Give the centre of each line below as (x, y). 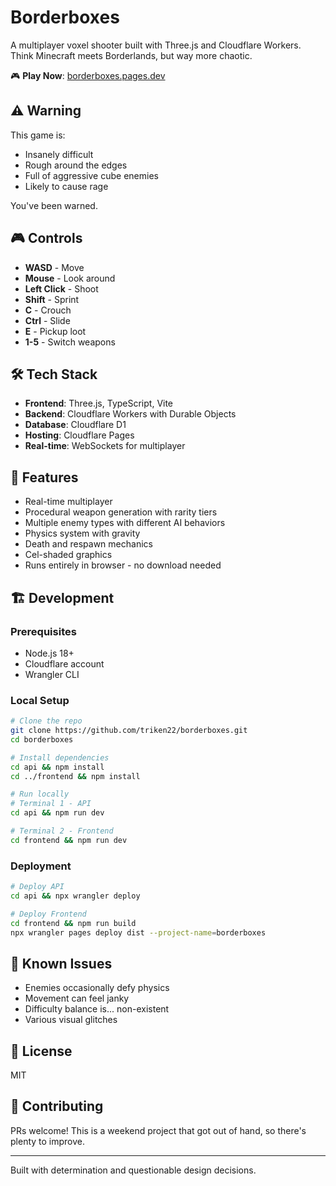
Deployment (41, 866)
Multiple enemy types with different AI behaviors (125, 523)
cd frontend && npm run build (73, 923)
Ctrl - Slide (47, 320)
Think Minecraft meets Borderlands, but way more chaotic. (131, 55)
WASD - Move (54, 267)
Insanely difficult (59, 154)
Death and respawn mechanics (88, 544)
